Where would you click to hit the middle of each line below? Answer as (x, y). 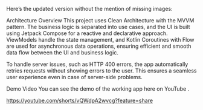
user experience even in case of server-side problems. (75, 77)
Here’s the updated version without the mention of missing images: (90, 9)
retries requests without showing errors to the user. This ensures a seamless (102, 71)
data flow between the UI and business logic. (63, 53)
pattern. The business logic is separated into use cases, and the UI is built (98, 27)
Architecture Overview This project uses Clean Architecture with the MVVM (100, 20)
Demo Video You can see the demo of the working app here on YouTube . (98, 89)
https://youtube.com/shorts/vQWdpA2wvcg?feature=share (79, 100)
